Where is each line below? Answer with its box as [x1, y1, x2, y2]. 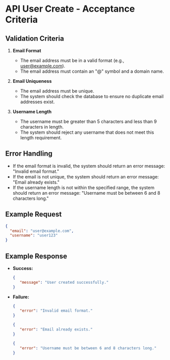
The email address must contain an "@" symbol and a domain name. [20, 68, 164, 74]
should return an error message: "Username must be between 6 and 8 [12, 190, 160, 196]
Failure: [12, 293, 30, 300]
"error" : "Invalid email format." [19, 308, 93, 313]
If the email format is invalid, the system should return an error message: [12, 163, 165, 169]
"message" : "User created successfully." [19, 280, 109, 285]
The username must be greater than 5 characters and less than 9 [20, 118, 157, 125]
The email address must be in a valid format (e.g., [20, 57, 125, 64]
